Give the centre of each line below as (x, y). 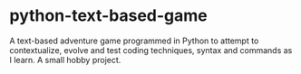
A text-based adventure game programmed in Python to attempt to (134, 41)
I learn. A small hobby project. (65, 60)
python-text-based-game (109, 16)
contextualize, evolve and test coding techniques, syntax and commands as (151, 50)
